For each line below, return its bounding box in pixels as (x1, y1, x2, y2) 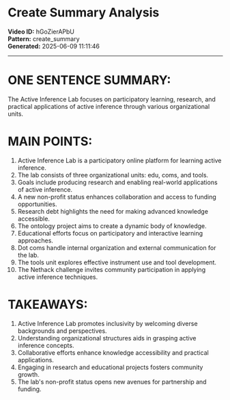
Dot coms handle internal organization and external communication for (17, 243, 217, 251)
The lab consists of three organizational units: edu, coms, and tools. (17, 171, 209, 179)
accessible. (17, 214, 51, 223)
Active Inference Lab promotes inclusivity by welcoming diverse (17, 319, 198, 327)
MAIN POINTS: (8, 134, 93, 149)
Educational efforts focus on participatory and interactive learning (17, 229, 203, 237)
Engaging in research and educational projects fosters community (17, 363, 203, 371)
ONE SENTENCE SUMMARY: (8, 73, 171, 88)
